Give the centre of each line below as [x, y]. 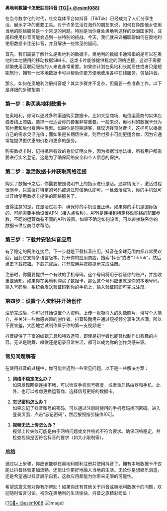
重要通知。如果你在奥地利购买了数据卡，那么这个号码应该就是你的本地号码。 [83, 280]
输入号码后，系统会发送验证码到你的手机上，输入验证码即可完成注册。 [77, 287]
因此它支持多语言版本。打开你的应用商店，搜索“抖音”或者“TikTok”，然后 [87, 257]
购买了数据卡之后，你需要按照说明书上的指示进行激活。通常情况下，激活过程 [83, 183]
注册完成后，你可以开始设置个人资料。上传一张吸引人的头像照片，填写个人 [81, 313]
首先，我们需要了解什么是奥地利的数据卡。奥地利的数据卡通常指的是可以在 [81, 54]
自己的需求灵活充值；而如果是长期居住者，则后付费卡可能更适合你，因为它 [81, 134]
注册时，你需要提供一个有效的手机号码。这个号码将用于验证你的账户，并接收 [83, 274]
